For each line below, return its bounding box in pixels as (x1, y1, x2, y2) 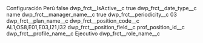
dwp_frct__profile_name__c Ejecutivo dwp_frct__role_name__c (6, 30, 161, 37)
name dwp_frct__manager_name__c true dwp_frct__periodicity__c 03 (6, 11, 178, 18)
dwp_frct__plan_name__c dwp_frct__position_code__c (6, 17, 139, 24)
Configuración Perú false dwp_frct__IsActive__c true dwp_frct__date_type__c (6, 5, 197, 11)
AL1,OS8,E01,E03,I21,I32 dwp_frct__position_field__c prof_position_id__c (6, 24, 185, 30)
